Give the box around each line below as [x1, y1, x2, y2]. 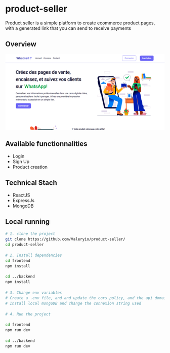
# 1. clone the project [5, 231, 56, 237]
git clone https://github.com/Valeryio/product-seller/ [5, 237, 125, 242]
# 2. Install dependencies [5, 253, 62, 258]
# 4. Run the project [5, 311, 51, 317]
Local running [5, 217, 50, 226]
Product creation [12, 164, 48, 170]
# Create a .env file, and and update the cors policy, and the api [5, 295, 153, 300]
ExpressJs [12, 197, 34, 203]
